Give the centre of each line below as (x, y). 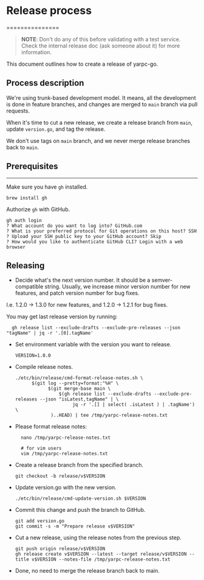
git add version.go (40, 521)
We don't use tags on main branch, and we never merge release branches (98, 141)
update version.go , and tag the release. (56, 129)
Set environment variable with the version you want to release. (93, 344)
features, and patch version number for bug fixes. (77, 293)
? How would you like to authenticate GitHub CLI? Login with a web (95, 242)
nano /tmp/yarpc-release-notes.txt (66, 438)
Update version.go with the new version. (66, 487)
